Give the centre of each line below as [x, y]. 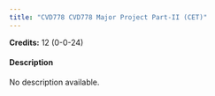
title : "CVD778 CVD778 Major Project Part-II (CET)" [108, 17]
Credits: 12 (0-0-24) [46, 42]
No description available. [54, 82]
